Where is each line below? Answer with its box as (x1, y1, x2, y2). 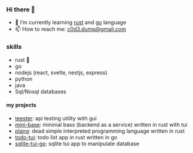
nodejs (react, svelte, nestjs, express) (14, 68, 108, 76)
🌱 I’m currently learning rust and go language (14, 19, 127, 26)
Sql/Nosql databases (14, 88, 67, 95)
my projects (6, 101, 37, 109)
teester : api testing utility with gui (14, 114, 97, 121)
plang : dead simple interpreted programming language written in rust (14, 127, 185, 135)
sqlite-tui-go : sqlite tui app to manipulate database (14, 140, 139, 147)
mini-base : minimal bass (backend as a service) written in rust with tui (14, 121, 188, 128)
